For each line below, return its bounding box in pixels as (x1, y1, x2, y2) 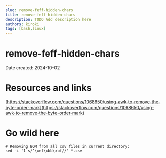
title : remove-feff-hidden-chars (5, 12, 76, 17)
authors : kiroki (5, 21, 39, 27)
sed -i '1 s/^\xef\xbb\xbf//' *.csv (5, 148, 82, 153)
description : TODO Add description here (5, 17, 92, 22)
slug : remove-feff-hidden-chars (5, 7, 73, 13)
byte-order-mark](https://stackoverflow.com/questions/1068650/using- (5, 104, 154, 110)
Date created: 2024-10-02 (5, 65, 60, 71)
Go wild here (5, 127, 59, 139)
